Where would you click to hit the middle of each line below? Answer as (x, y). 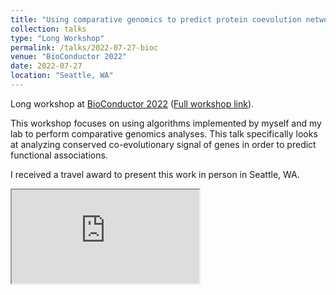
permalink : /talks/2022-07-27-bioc (84, 47)
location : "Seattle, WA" (62, 76)
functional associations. (59, 155)
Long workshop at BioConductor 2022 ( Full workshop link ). (132, 103)
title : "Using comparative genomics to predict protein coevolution (156, 19)
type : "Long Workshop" (57, 38)
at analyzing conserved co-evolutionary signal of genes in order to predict (163, 144)
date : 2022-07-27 (46, 66)
